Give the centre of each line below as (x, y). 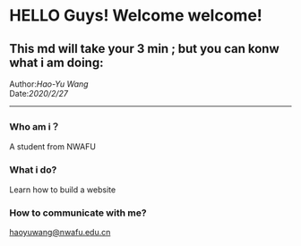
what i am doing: (56, 62)
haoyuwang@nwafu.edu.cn (60, 232)
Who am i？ (35, 126)
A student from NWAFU (53, 147)
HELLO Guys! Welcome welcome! (136, 16)
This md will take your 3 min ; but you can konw (144, 49)
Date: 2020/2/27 (39, 93)
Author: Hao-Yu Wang (49, 84)
